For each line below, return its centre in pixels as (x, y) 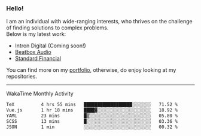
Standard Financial (38, 59)
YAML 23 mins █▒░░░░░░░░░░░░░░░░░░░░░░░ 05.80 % (92, 116)
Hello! (15, 8)
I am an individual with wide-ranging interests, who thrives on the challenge (99, 22)
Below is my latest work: (36, 34)
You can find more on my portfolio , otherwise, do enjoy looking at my (91, 70)
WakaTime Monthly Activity (40, 93)
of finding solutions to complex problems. (57, 28)
